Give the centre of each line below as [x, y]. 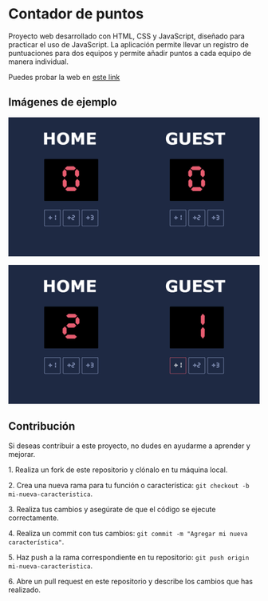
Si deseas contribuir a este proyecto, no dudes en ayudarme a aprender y [130, 446]
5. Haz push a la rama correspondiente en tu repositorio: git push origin [129, 557]
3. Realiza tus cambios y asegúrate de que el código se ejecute [112, 509]
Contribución [42, 426]
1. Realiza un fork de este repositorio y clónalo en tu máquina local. [118, 470]
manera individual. [39, 62]
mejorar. [22, 454]
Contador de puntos [76, 14]
